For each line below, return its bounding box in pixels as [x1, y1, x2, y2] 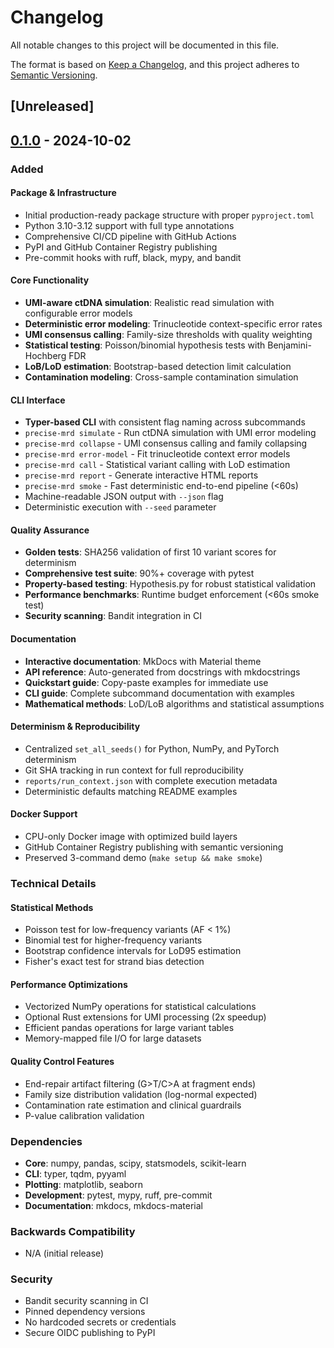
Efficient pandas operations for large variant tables [24, 1022, 235, 1034]
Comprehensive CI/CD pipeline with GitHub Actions [24, 230, 237, 242]
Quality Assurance [10, 524, 90, 536]
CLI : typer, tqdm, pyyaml [24, 1167, 127, 1180]
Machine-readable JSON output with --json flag [24, 491, 224, 503]
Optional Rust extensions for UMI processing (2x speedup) [24, 1011, 267, 1023]
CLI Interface [10, 394, 66, 406]
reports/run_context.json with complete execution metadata [24, 774, 278, 786]
